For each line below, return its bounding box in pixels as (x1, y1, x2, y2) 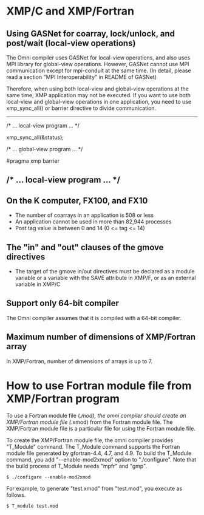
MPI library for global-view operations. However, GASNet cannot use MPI (6, 61, 189, 67)
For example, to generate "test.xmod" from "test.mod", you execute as (6, 485, 183, 492)
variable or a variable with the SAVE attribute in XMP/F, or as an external (15, 275, 196, 282)
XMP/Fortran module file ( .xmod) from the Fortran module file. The (6, 418, 173, 426)
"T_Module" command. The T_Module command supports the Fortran (6, 443, 180, 450)
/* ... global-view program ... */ (6, 146, 83, 152)
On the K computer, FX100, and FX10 (6, 196, 148, 206)
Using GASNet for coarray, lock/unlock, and (6, 29, 175, 39)
